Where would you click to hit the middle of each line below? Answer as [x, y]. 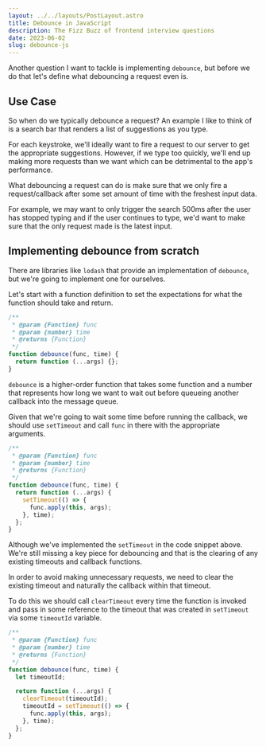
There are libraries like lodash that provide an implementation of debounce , [129, 270]
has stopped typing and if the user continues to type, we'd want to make [127, 217]
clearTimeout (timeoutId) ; [66, 699]
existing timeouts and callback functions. [75, 561]
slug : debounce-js [39, 45]
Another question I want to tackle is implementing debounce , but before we [129, 68]
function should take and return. [61, 303]
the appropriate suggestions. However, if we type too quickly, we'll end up [130, 153]
